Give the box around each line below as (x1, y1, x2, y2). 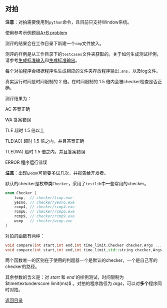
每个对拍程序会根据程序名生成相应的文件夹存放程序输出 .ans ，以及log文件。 (5, 68, 161, 74)
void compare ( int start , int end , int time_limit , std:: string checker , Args (5, 247, 162, 252)
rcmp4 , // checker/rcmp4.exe (14, 204, 75, 209)
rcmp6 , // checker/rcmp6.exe (14, 209, 75, 214)
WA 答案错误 (5, 117, 31, 123)
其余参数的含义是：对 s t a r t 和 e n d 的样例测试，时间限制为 (5, 274, 124, 280)
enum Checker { (5, 190, 37, 195)
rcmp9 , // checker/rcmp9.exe (14, 214, 75, 219)
